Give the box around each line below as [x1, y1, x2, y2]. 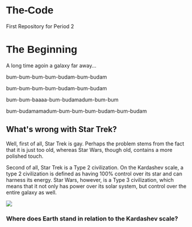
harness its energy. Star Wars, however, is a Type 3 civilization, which [6, 176, 174, 183]
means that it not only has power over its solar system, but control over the [6, 182, 187, 189]
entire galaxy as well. [6, 189, 57, 196]
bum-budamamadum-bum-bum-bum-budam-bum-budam [6, 107, 148, 114]
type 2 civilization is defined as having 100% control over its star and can [6, 170, 183, 177]
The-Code [6, 4, 54, 16]
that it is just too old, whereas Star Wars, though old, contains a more [6, 146, 173, 153]
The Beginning [6, 43, 78, 56]
